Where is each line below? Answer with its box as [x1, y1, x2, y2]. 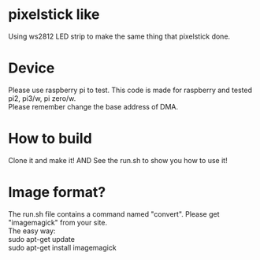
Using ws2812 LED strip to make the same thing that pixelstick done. [8, 32, 231, 41]
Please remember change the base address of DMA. [8, 102, 179, 111]
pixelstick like [8, 6, 100, 24]
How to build [8, 130, 92, 147]
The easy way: [8, 226, 56, 236]
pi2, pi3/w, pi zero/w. [8, 93, 76, 103]
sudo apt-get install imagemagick [8, 243, 117, 252]
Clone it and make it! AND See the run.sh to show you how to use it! [8, 155, 228, 165]
